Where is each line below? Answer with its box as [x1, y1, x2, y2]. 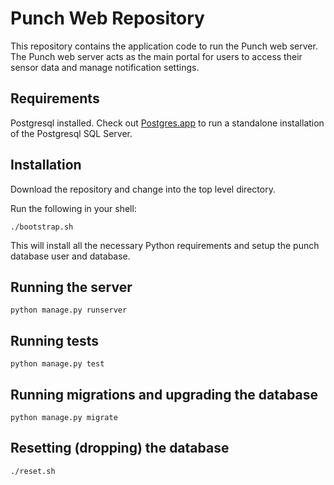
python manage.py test [10, 359, 105, 369]
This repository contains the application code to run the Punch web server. [10, 40, 318, 52]
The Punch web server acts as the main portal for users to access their [10, 50, 303, 62]
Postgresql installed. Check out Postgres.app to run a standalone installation [10, 117, 325, 129]
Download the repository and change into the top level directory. [10, 183, 276, 195]
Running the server [10, 278, 133, 296]
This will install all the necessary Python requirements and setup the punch [10, 239, 320, 251]
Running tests [10, 332, 100, 349]
